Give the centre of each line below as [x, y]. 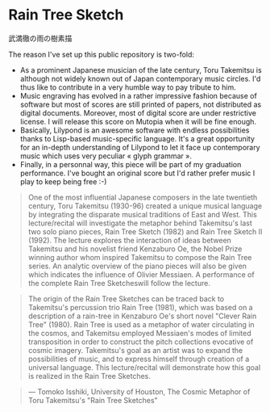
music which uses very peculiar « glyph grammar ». [106, 156]
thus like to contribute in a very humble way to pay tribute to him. [128, 87]
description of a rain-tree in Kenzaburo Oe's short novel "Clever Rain [142, 316]
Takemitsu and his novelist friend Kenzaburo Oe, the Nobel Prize [135, 249]
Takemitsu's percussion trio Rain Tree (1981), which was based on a [140, 307]
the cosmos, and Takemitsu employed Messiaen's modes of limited [139, 333]
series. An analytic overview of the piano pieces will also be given [137, 266]
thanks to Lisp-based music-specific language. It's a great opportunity [137, 138]
